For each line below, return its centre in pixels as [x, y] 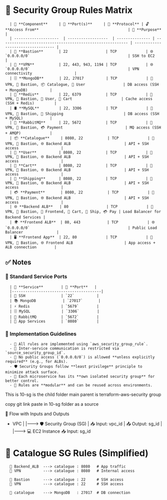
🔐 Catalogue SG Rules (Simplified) [77, 453]
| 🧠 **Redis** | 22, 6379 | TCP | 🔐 [81, 94]
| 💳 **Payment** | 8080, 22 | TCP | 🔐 [82, 192]
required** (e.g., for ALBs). [37, 361]
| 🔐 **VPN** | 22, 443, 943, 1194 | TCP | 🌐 [82, 64]
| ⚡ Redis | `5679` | [54, 306]
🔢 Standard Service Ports [36, 277]
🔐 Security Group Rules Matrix [69, 10]
